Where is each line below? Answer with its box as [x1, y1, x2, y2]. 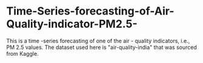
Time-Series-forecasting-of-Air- [6, 4, 175, 18]
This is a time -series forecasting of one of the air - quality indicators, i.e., [6, 37, 190, 44]
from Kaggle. [6, 50, 39, 57]
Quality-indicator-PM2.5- [6, 17, 138, 31]
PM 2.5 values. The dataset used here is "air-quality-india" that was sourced [6, 44, 197, 51]
